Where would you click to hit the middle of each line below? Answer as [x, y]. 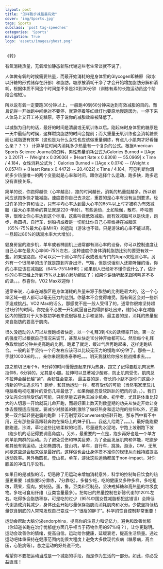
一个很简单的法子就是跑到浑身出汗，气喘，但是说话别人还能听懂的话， [83, 263]
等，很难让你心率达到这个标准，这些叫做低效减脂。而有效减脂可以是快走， [79, 216]
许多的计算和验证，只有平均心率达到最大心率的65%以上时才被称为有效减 [82, 204]
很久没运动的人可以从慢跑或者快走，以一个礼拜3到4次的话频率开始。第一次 [80, 332]
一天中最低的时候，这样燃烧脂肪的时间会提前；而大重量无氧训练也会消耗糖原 [81, 133]
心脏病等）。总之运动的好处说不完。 [49, 545]
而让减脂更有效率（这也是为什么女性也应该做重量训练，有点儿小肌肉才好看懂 [81, 140]
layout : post [18, 9]
